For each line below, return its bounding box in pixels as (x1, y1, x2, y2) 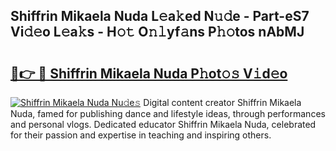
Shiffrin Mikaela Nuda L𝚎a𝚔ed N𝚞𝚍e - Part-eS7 (10, 8, 310, 25)
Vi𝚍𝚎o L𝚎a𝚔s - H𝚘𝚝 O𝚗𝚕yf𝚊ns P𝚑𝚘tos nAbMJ (10, 24, 305, 41)
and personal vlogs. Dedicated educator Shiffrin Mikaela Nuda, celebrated (10, 119, 317, 130)
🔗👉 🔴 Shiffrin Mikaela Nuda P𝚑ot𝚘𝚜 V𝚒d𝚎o (10, 65, 288, 82)
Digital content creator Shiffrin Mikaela (143, 97, 302, 108)
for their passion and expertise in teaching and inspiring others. (10, 129, 272, 141)
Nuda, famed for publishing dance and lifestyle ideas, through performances (10, 108, 326, 119)
